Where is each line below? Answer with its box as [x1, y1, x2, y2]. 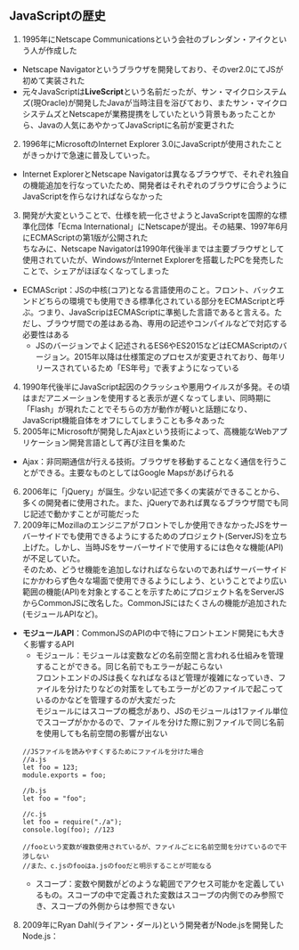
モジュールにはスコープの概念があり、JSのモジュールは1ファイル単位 [35, 705, 288, 716]
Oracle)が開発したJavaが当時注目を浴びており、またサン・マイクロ [40, 97, 287, 108]
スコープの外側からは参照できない [50, 900, 175, 911]
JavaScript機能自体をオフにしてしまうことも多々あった [21, 414, 225, 425]
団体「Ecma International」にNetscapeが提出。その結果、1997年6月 [37, 221, 289, 232]
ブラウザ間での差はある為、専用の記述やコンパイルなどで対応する [45, 317, 287, 328]
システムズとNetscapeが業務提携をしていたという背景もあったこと [21, 108, 269, 119]
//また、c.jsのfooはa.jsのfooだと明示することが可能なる [21, 861, 213, 871]
